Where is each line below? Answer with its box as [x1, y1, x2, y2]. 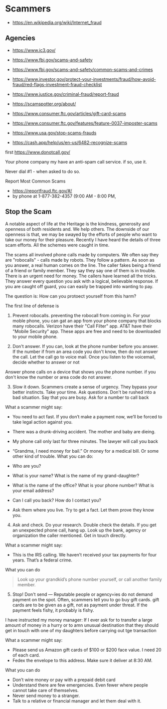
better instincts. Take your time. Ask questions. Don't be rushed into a [12, 389, 156, 395]
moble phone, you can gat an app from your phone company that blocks [12, 318, 162, 324]
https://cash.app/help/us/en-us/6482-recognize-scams [12, 139, 128, 145]
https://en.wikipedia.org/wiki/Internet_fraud [12, 19, 102, 25]
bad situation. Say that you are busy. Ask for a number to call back [12, 394, 149, 400]
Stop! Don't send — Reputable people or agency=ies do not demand [12, 591, 153, 597]
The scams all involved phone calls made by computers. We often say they [5, 251, 159, 257]
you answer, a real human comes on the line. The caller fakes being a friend [5, 262, 161, 268]
